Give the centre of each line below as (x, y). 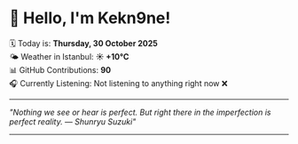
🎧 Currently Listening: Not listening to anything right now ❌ (118, 83)
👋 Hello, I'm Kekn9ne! (90, 18)
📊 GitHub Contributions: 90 (60, 69)
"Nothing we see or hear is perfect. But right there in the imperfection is (140, 112)
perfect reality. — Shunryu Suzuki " (73, 121)
